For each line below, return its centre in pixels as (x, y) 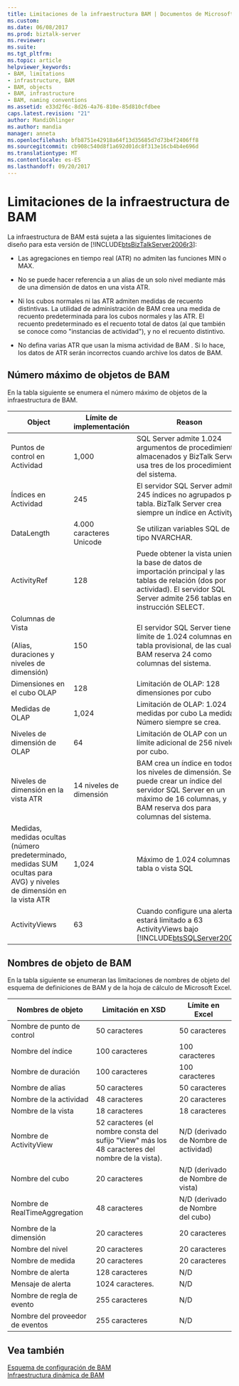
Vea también (36, 1350)
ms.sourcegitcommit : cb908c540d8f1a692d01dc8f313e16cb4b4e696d (103, 147)
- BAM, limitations (36, 73)
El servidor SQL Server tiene (184, 627)
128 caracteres (122, 1273)
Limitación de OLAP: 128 (178, 683)
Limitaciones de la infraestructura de (118, 202)
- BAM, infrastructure (41, 93)
